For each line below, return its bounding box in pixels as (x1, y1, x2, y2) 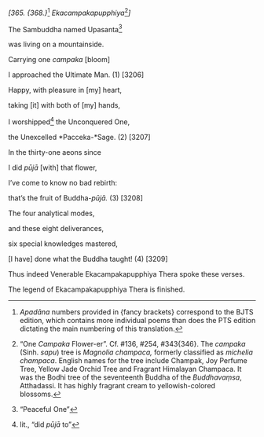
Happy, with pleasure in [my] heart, (8, 86, 123, 95)
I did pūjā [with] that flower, (8, 163, 97, 172)
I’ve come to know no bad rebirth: (8, 178, 118, 187)
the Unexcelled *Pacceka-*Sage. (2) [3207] (8, 132, 151, 141)
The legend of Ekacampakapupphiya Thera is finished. (8, 285, 185, 294)
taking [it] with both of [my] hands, (8, 101, 120, 110)
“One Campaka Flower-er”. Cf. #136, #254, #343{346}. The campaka (19, 339, 246, 348)
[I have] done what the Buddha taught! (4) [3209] (8, 254, 168, 263)
